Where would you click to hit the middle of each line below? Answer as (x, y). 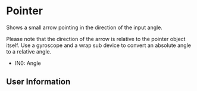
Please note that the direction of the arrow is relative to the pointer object (96, 39)
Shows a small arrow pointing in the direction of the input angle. (84, 27)
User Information (38, 82)
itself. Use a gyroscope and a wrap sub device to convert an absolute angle (99, 45)
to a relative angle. (29, 51)
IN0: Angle (28, 63)
